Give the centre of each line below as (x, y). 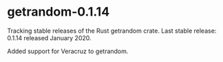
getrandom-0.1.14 (59, 12)
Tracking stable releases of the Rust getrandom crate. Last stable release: (112, 31)
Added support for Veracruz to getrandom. (68, 51)
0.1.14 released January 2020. (49, 37)
